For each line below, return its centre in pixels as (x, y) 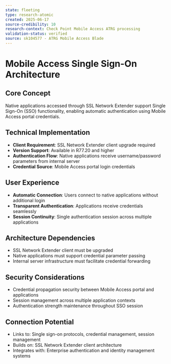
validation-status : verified (36, 34)
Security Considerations (45, 277)
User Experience (32, 183)
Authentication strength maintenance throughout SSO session (78, 306)
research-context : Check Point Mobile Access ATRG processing (73, 29)
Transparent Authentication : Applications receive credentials (78, 206)
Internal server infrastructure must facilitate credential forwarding (81, 261)
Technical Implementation (48, 132)
